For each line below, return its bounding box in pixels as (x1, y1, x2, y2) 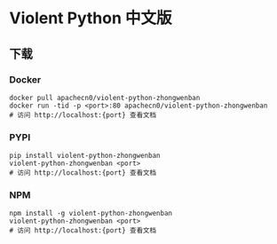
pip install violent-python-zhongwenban (9, 152, 162, 161)
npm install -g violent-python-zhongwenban (9, 209, 173, 218)
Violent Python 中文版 (9, 8, 172, 28)
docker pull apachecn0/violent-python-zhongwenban (9, 93, 201, 102)
